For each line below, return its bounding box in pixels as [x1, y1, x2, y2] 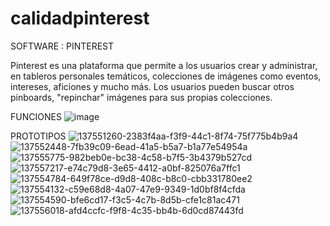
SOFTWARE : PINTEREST [10, 40, 115, 52]
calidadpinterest [10, 7, 150, 30]
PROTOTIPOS [10, 130, 67, 142]
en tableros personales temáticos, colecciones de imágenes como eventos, [10, 70, 322, 82]
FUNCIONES [10, 110, 62, 122]
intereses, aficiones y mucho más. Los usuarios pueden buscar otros [10, 80, 295, 92]
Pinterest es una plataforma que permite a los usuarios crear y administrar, [10, 59, 318, 71]
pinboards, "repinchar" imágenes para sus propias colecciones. [10, 91, 273, 103]
